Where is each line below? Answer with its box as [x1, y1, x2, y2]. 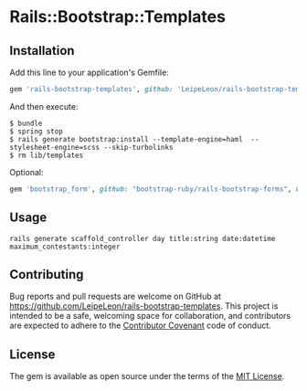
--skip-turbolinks [103, 143, 174, 152]
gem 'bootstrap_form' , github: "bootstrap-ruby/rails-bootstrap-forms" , [9, 185, 292, 194]
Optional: [9, 166, 44, 177]
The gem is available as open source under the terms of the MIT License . [9, 371, 285, 382]
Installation [9, 43, 75, 58]
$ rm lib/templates [9, 151, 84, 160]
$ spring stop [9, 126, 64, 136]
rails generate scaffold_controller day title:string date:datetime [9, 234, 276, 243]
